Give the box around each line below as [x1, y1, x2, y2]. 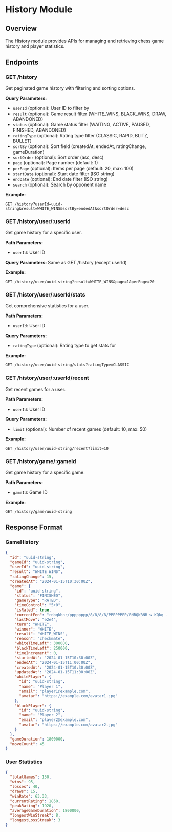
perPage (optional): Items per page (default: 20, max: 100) [12, 165, 134, 171]
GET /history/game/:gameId [5, 457, 76, 465]
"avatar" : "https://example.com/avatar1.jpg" [18, 693, 118, 698]
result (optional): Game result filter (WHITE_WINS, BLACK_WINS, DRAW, [12, 110, 166, 117]
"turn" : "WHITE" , [14, 622, 52, 627]
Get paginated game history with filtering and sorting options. [5, 85, 135, 91]
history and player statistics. [5, 43, 65, 49]
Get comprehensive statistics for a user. [5, 303, 90, 309]
